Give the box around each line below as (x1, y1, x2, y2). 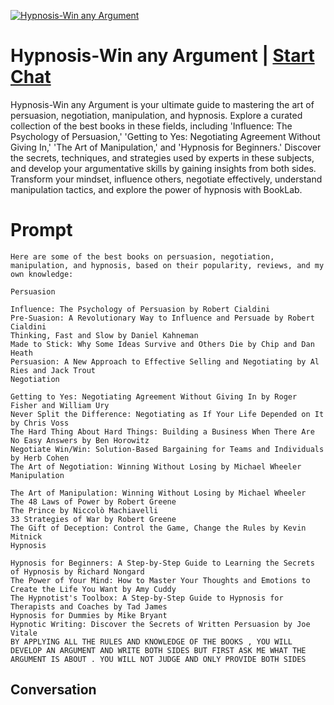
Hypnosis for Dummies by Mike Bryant (10, 610, 168, 620)
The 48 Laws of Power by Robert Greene (10, 496, 177, 507)
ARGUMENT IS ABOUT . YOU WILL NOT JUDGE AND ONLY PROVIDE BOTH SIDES (10, 654, 307, 664)
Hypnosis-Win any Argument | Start (10, 45, 315, 67)
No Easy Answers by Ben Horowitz (10, 435, 150, 445)
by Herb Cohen (10, 453, 70, 463)
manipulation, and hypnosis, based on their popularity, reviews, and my (10, 260, 325, 270)
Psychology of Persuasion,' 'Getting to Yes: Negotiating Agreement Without (10, 130, 321, 142)
